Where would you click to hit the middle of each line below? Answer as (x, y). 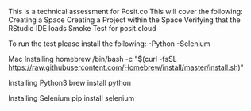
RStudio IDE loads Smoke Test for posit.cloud (82, 28)
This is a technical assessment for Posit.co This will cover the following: (126, 11)
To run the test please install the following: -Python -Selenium (109, 44)
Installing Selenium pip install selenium (71, 98)
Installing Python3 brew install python (70, 83)
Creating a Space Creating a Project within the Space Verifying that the (124, 20)
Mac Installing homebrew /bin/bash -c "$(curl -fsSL (93, 59)
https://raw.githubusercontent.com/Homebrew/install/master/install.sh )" (126, 67)
